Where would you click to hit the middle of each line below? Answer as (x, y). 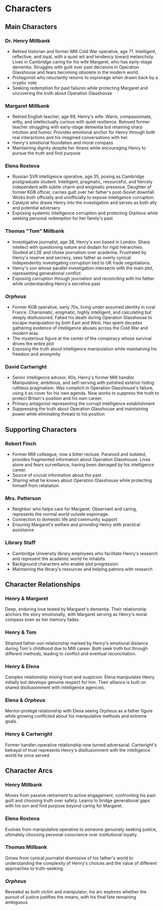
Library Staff (20, 543)
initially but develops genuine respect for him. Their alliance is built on (76, 682)
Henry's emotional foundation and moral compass (63, 143)
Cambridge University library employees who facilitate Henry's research (85, 553)
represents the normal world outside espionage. (60, 514)
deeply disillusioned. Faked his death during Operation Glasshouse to (82, 318)
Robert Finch (21, 443)
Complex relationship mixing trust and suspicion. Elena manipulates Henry (80, 677)
